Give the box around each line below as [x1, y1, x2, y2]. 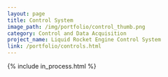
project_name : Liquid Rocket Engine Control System [7, 36, 161, 43]
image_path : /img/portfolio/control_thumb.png [7, 23, 146, 30]
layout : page [7, 10, 45, 17]
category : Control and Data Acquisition [7, 29, 127, 37]
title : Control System [7, 17, 73, 24]
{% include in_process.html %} [7, 62, 97, 70]
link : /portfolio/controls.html [7, 43, 101, 50]
